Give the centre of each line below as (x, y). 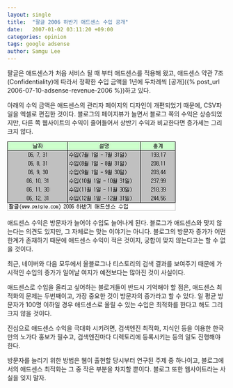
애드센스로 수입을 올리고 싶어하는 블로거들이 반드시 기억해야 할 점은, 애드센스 (111, 287)
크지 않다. (20, 131)
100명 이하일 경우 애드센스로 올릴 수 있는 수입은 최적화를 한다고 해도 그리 (124, 304)
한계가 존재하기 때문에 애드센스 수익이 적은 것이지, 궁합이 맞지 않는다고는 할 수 (113, 240)
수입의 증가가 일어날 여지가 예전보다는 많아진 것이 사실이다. (105, 272)
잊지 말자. (33, 378)
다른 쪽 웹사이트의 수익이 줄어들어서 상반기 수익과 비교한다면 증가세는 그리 (122, 123)
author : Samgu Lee (34, 52)
